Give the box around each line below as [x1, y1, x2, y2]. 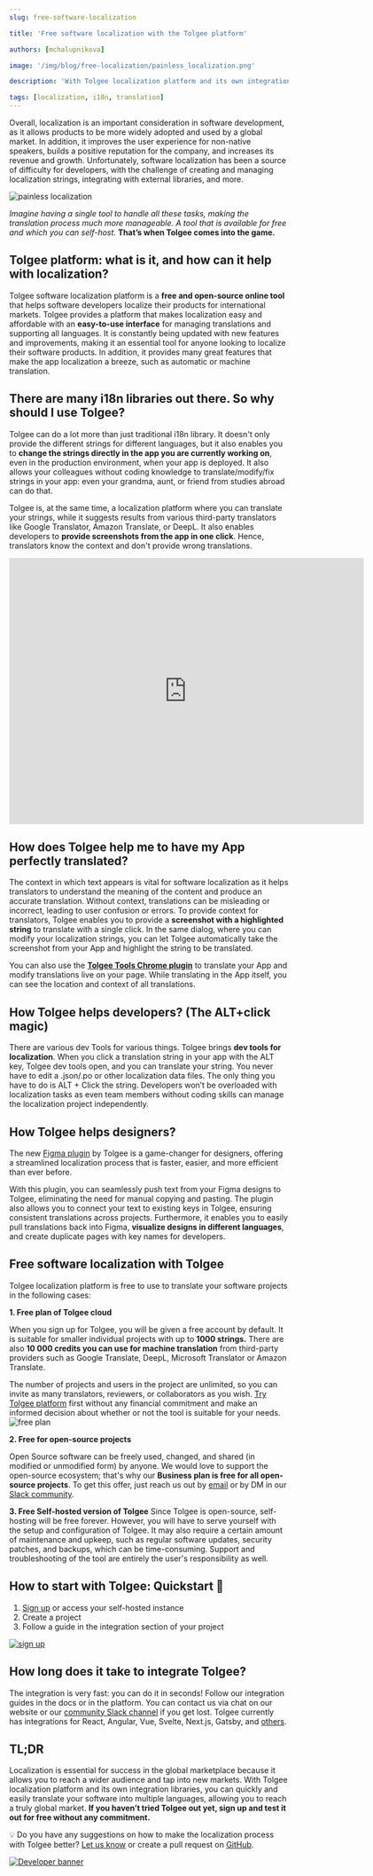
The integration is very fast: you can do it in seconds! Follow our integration [9, 1687, 285, 1699]
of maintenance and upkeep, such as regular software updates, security [9, 1534, 273, 1544]
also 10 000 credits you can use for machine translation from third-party [9, 1343, 279, 1354]
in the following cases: [9, 1290, 91, 1300]
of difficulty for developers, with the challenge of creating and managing [9, 165, 274, 175]
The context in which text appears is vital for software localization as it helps [9, 877, 289, 888]
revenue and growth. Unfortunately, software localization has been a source [9, 155, 286, 165]
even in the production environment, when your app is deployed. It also [9, 457, 269, 467]
